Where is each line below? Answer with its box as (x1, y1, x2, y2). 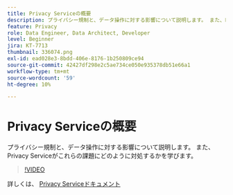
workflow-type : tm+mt (7, 68, 70, 75)
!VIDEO (24, 165, 45, 174)
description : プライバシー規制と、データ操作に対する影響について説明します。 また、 (7, 17, 225, 24)
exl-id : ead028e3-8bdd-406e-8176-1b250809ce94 (7, 55, 144, 62)
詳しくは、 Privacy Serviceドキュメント (7, 180, 121, 188)
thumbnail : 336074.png (7, 49, 73, 56)
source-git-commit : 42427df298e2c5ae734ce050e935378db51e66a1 (7, 62, 191, 68)
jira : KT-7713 (7, 42, 49, 49)
